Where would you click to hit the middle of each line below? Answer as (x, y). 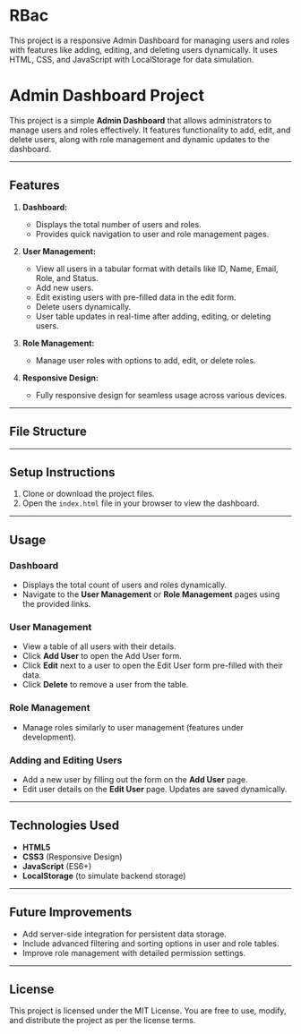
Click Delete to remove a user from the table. (105, 685)
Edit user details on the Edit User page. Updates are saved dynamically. (155, 789)
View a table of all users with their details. (99, 646)
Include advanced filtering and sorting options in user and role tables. (150, 943)
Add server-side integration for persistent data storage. (124, 934)
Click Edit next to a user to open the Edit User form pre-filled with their (153, 666)
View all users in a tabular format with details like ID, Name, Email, (157, 269)
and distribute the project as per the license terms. (103, 1021)
